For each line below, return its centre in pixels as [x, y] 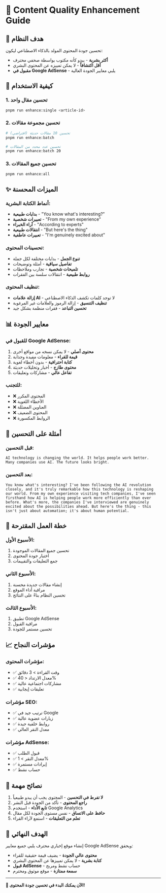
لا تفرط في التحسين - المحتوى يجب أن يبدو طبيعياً [58, 797]
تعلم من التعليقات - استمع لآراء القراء [46, 818]
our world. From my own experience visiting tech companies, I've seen [81, 494]
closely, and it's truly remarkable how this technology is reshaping [80, 489]
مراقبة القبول [25, 624]
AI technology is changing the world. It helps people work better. [77, 458]
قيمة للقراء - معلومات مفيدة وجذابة [45, 357]
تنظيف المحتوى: [23, 287]
